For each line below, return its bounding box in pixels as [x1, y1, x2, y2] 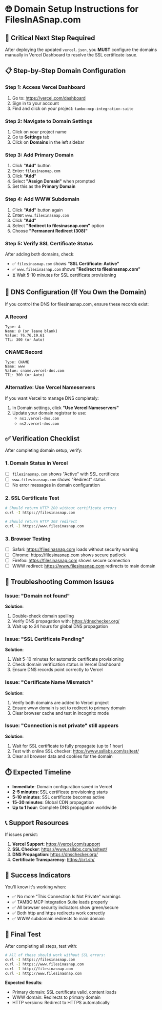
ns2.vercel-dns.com [19, 421, 60, 426]
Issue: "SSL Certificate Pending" [5, 635, 84, 642]
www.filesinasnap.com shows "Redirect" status [12, 476, 106, 482]
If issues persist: [5, 831, 38, 837]
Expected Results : [5, 980, 43, 985]
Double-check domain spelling [12, 613, 74, 619]
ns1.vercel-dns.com [19, 416, 60, 421]
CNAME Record [5, 348, 43, 355]
